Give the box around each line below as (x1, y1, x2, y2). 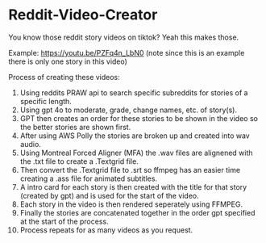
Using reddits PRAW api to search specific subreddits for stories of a (19, 87, 248, 98)
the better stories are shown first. (19, 122, 131, 132)
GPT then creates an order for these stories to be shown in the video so (19, 113, 258, 123)
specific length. (19, 96, 73, 106)
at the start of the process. (19, 216, 109, 226)
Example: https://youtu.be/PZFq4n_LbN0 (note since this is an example (8, 48, 245, 57)
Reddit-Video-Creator (8, 6, 158, 24)
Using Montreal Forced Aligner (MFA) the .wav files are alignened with (19, 148, 253, 157)
